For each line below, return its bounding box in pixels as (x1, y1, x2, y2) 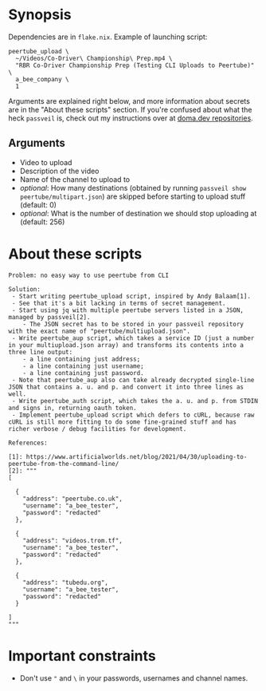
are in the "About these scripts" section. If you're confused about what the (8, 105, 252, 114)
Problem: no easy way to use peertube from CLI (8, 271, 170, 279)
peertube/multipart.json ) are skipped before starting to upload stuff (19, 192, 245, 201)
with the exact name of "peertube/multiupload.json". (8, 327, 191, 335)
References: (8, 439, 48, 447)
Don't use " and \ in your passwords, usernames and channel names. (19, 673, 248, 683)
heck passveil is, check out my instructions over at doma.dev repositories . (8, 113, 253, 123)
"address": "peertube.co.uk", (22, 495, 123, 503)
